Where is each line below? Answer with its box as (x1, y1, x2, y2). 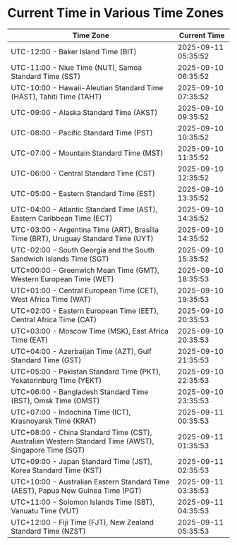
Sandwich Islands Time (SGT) (11, 254, 109, 264)
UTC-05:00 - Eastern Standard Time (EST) (11, 188, 156, 198)
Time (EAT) (11, 335, 48, 345)
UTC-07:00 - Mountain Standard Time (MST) (11, 148, 164, 158)
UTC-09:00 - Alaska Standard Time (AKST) (11, 107, 158, 117)
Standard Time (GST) (11, 355, 82, 365)
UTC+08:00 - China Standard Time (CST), (11, 427, 152, 437)
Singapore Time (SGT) (11, 445, 85, 455)
